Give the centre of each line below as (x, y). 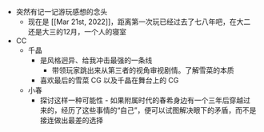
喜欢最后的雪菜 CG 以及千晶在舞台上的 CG (109, 80)
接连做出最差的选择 (72, 120)
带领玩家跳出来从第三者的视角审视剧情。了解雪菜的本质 (143, 70)
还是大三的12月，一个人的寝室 (77, 32)
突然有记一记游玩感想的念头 (62, 12)
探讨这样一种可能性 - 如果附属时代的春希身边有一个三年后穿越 (142, 100)
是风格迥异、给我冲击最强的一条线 (96, 60)
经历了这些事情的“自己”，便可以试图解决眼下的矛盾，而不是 (159, 110)
